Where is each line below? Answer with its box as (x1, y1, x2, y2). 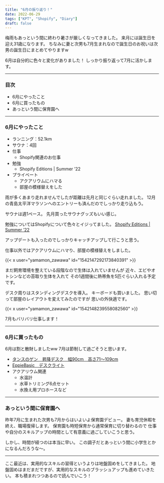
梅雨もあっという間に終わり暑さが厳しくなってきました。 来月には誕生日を (5, 35, 156, 41)
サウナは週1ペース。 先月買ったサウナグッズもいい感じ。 (5, 211, 119, 217)
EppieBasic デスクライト (12, 363, 65, 368)
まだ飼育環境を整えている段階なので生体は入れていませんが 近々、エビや (5, 267, 151, 273)
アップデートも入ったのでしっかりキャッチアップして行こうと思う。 (5, 237, 142, 243)
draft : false (5, 21, 32, 26)
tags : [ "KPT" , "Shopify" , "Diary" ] (5, 16, 78, 21)
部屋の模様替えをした (19, 184, 62, 190)
